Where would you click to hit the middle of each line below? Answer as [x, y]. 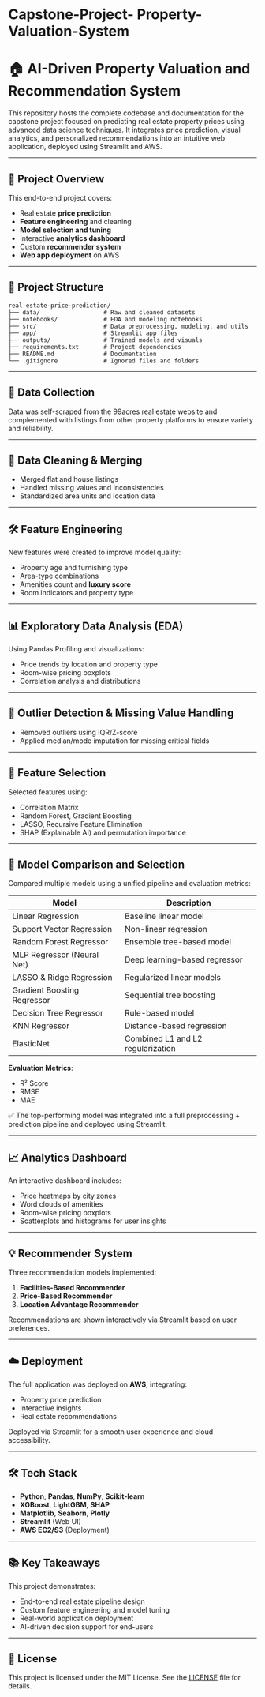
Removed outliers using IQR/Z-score [78, 732]
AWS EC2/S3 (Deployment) [65, 1530]
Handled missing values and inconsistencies [91, 488]
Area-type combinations [59, 576]
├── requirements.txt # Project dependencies [95, 347]
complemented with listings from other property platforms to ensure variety [131, 419]
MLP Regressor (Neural [56, 955]
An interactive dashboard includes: [65, 1181]
